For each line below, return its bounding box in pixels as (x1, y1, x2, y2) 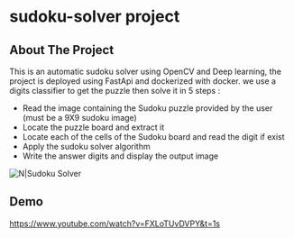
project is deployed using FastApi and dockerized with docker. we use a (9, 76, 277, 87)
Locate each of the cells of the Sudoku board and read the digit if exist (22, 132, 285, 142)
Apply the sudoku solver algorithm (22, 142, 151, 151)
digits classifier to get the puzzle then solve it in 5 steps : (9, 86, 221, 96)
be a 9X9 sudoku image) (46, 113, 137, 123)
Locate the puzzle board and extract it (22, 122, 165, 133)
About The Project (9, 42, 115, 58)
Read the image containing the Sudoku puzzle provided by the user (22, 103, 273, 114)
